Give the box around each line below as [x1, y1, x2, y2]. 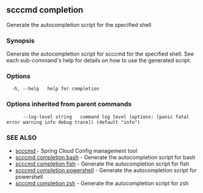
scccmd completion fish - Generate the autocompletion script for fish [15, 160, 190, 167]
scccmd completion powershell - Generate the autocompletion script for [15, 167, 197, 173]
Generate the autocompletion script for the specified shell [6, 21, 151, 28]
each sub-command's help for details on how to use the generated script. [6, 57, 191, 64]
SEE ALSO [6, 133, 37, 142]
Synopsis [6, 36, 35, 45]
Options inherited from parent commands [6, 100, 132, 109]
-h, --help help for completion [12, 86, 99, 92]
